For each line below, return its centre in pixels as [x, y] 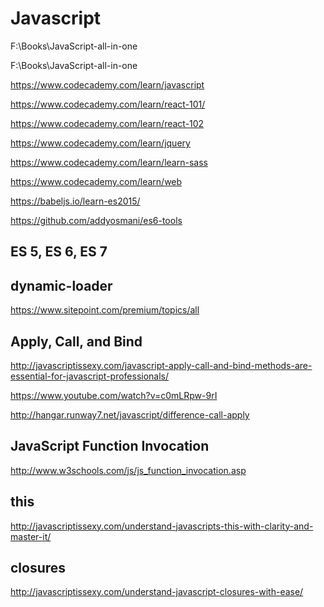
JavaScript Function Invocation [110, 446]
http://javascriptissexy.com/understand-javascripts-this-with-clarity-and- [162, 526]
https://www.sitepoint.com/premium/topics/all [105, 310]
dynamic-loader [61, 285]
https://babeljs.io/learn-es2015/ [75, 201]
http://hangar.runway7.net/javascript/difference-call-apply [130, 414]
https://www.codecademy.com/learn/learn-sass [109, 162]
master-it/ [31, 536]
